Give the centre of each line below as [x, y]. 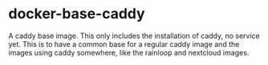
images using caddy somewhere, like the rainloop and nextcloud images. [129, 52]
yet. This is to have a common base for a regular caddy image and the [124, 44]
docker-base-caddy [77, 14]
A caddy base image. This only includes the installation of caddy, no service [134, 36]
